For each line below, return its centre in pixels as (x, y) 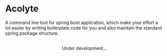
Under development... (85, 48)
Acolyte (22, 9)
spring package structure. (32, 33)
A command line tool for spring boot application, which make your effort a (82, 22)
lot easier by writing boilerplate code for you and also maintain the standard (83, 27)
